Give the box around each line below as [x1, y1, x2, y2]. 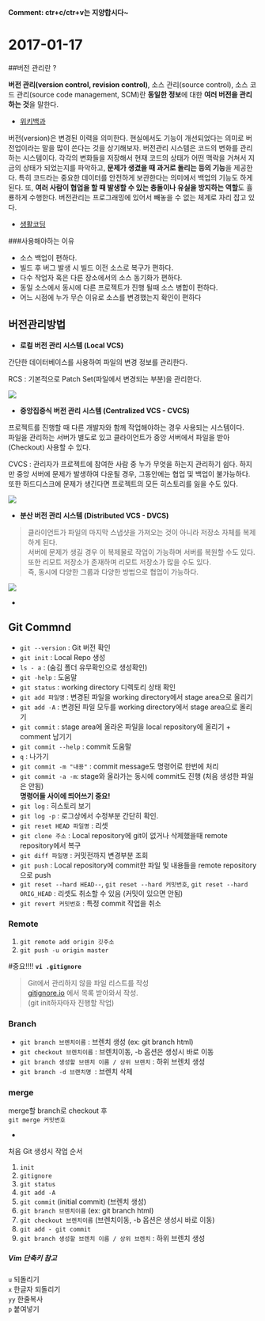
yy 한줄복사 [8, 1294, 44, 1304]
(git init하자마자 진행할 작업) [27, 997, 115, 1008]
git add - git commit [19, 1226, 91, 1234]
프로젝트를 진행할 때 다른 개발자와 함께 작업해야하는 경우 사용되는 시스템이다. [8, 423, 245, 432]
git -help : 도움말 [19, 672, 78, 681]
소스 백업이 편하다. [19, 252, 78, 262]
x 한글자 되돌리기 [8, 1285, 61, 1294]
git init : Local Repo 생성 [19, 652, 106, 662]
